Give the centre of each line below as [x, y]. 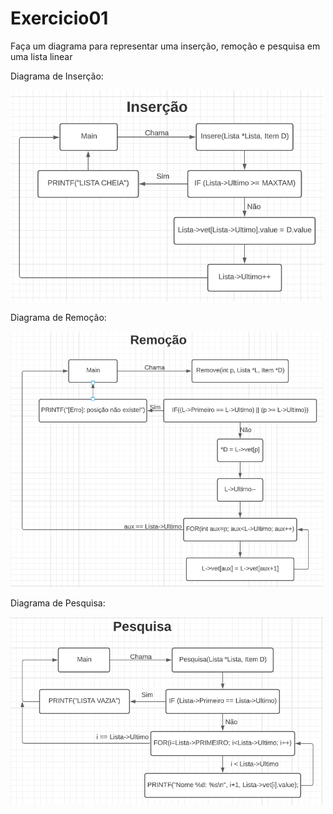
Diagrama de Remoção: [58, 317]
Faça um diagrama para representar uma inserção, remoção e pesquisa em [165, 46]
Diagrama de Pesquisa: [58, 603]
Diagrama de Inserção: [57, 76]
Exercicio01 [59, 18]
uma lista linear [41, 56]
